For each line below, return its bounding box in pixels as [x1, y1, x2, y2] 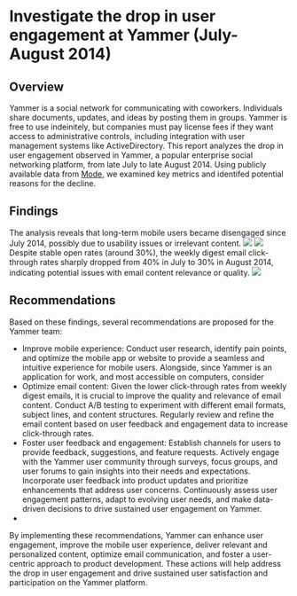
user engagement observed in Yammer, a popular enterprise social [9, 150, 254, 161]
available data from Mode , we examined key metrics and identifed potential [9, 169, 284, 179]
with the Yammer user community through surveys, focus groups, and [21, 456, 278, 467]
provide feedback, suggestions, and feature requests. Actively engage [21, 446, 279, 458]
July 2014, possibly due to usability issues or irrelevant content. [9, 238, 242, 248]
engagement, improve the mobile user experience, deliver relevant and [9, 539, 268, 550]
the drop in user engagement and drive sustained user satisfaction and [9, 568, 269, 578]
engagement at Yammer [9, 25, 191, 45]
